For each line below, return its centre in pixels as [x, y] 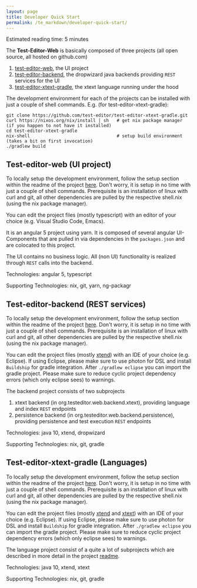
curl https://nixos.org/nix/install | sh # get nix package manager [94, 121]
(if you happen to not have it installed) [59, 126]
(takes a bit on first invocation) [50, 141]
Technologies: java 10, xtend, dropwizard [56, 433]
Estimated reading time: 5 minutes [47, 39]
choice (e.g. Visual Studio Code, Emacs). [56, 221]
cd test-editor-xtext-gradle [42, 131]
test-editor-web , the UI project [51, 68]
